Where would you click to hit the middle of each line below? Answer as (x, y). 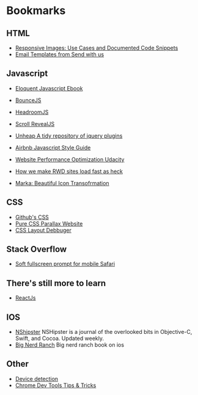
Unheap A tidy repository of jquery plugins (69, 136)
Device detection (37, 378)
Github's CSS (32, 217)
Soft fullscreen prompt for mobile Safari (65, 264)
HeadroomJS (32, 112)
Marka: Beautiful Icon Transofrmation (62, 183)
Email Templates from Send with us (60, 54)
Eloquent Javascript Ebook (49, 88)
